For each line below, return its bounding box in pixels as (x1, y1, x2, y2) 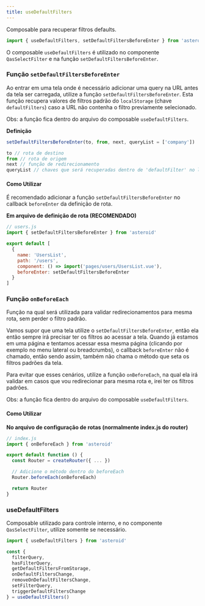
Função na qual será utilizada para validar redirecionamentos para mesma (6, 309, 192, 316)
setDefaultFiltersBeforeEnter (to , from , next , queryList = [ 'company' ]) (6, 139, 195, 145)
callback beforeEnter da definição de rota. (6, 200, 113, 207)
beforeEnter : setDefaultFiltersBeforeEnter (17, 269, 130, 275)
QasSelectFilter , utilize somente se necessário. (6, 525, 127, 533)
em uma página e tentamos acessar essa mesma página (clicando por (6, 340, 183, 347)
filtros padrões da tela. (6, 359, 63, 367)
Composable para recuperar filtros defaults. (6, 26, 117, 33)
